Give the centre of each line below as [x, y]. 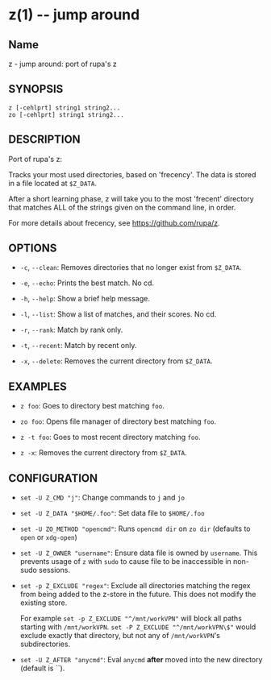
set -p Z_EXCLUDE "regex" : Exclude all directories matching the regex [135, 586]
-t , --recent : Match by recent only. [78, 346]
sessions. [55, 570]
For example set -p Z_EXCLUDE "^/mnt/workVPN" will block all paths [131, 619]
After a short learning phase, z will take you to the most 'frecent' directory [131, 198]
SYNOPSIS [36, 89]
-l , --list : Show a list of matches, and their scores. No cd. [118, 314]
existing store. [44, 603]
